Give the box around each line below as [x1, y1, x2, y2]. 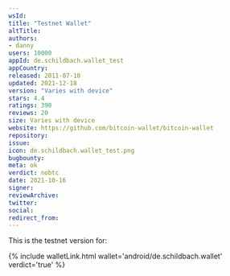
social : [8, 206, 35, 214]
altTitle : [8, 27, 42, 35]
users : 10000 [8, 49, 52, 57]
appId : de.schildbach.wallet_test [8, 57, 125, 65]
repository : [8, 131, 48, 139]
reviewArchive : [8, 191, 60, 200]
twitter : [8, 199, 38, 207]
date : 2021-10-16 [8, 176, 67, 185]
